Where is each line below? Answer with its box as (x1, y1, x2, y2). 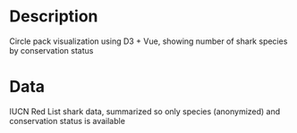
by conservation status (9, 45, 94, 55)
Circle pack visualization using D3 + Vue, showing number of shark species (9, 36, 288, 46)
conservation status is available (9, 115, 125, 126)
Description (9, 6, 98, 27)
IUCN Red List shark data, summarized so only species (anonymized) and (9, 105, 281, 117)
